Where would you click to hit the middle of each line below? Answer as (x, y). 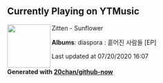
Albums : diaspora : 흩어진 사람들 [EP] (104, 42)
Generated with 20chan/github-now (60, 72)
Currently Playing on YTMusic (73, 11)
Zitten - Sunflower (77, 28)
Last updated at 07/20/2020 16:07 (100, 56)
